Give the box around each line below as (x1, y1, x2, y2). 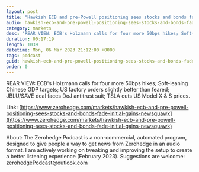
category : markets (6, 25, 52, 31)
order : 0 (6, 63, 28, 70)
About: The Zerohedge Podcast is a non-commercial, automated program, (6, 134, 187, 141)
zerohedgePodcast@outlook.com (6, 159, 88, 166)
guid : (6, 58, 20, 64)
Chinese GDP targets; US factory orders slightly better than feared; (6, 86, 170, 93)
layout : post (6, 8, 38, 15)
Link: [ (6, 104, 22, 111)
